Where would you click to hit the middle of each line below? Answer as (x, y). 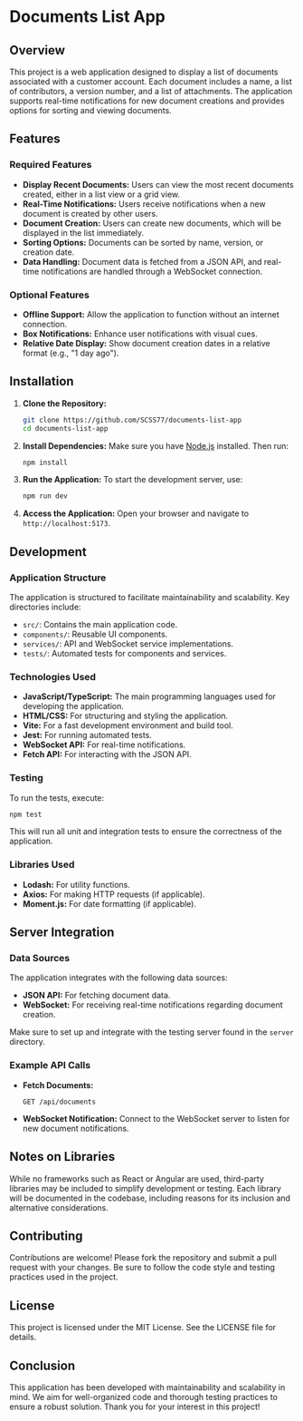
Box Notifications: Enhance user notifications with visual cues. (140, 334)
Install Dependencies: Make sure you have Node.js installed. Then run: (156, 445)
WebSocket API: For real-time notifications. (104, 745)
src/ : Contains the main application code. (100, 624)
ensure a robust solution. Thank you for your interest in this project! (135, 1406)
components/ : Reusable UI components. (95, 634)
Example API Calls (50, 1066)
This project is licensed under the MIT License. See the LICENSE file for (143, 1328)
